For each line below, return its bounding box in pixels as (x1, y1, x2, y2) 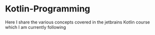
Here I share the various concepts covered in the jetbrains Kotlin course (5, 19, 150, 25)
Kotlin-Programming (5, 3, 91, 14)
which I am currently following (5, 24, 66, 30)
